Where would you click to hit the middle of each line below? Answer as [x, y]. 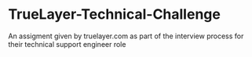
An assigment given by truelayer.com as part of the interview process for [126, 36]
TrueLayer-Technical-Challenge [115, 14]
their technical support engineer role [67, 44]
